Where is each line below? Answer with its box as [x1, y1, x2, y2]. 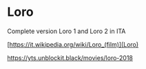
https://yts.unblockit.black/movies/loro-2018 [7, 53, 133, 62]
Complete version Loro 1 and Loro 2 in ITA [7, 27, 126, 35]
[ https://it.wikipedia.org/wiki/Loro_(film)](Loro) [7, 40, 139, 48]
